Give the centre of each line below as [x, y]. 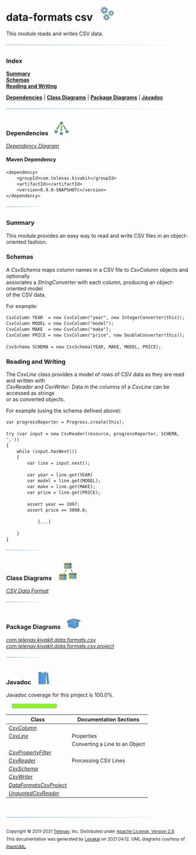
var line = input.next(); [59, 464]
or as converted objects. [36, 400]
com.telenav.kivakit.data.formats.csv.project [60, 646]
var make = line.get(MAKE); [61, 487]
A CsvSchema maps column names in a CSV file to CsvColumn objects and [97, 269]
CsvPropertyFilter [30, 752]
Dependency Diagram [33, 146]
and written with [26, 381]
